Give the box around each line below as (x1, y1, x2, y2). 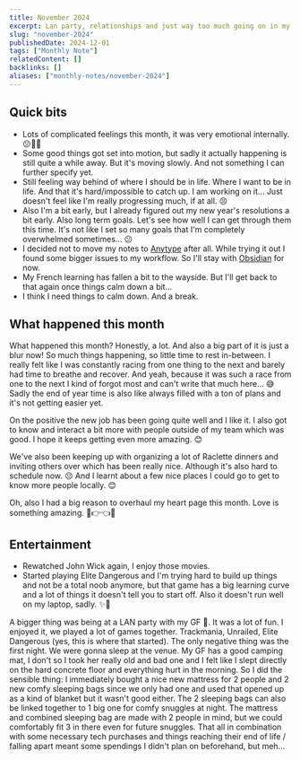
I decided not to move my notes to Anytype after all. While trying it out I (21, 243, 286, 254)
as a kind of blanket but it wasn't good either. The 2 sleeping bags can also (9, 693, 287, 704)
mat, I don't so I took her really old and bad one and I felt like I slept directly (9, 655, 287, 666)
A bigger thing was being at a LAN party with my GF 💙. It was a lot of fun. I (9, 616, 284, 628)
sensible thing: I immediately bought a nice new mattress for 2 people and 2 (9, 674, 289, 685)
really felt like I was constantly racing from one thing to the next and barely (9, 360, 286, 371)
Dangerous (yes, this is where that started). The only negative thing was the (9, 636, 289, 647)
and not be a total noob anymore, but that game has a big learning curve (21, 580, 290, 590)
